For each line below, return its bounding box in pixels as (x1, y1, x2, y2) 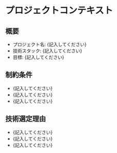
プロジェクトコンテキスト (5, 5, 113, 16)
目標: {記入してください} (12, 54, 64, 60)
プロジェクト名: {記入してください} (12, 42, 87, 47)
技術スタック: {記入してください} (12, 48, 82, 54)
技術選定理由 (5, 114, 46, 123)
